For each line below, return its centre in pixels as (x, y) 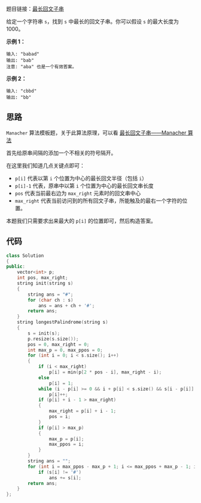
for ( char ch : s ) (51, 300)
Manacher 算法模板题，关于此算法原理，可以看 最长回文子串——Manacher (96, 133)
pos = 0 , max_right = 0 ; (59, 344)
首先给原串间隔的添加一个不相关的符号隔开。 (61, 153)
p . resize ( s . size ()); (53, 339)
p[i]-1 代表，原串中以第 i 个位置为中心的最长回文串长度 (84, 185)
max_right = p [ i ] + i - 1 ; (83, 411)
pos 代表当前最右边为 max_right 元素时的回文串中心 (78, 193)
